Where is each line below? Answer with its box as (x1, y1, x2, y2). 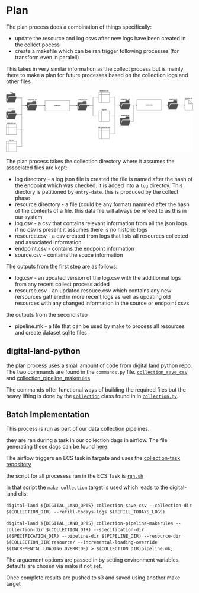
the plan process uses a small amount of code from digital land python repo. (6, 362, 192, 369)
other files (6, 78, 31, 85)
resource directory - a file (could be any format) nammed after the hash (14, 200, 190, 208)
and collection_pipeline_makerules (6, 374, 91, 381)
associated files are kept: (6, 164, 68, 171)
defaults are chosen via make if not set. (6, 563, 102, 570)
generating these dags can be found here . (6, 443, 109, 450)
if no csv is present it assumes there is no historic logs (14, 226, 148, 233)
